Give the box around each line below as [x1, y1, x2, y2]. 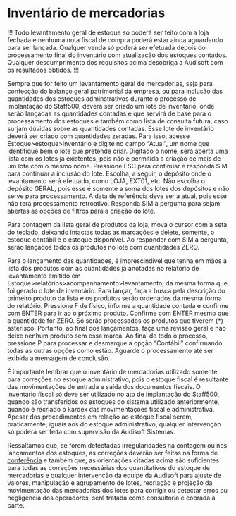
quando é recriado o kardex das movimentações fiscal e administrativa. [7, 405, 215, 413]
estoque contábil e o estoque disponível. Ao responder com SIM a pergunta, [7, 235, 229, 244]
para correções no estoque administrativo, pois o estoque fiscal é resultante [7, 375, 229, 383]
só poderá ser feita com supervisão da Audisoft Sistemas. [7, 427, 175, 436]
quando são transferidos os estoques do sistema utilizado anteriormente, [7, 397, 220, 406]
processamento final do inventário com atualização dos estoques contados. [7, 51, 228, 59]
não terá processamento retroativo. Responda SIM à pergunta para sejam [7, 199, 221, 207]
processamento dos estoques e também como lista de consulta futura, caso [7, 116, 228, 125]
